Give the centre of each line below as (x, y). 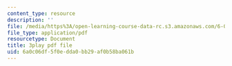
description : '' (30, 20)
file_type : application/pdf (48, 33)
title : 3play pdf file (40, 45)
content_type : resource (41, 13)
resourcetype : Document (41, 39)
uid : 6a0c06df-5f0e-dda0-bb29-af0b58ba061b (71, 52)
